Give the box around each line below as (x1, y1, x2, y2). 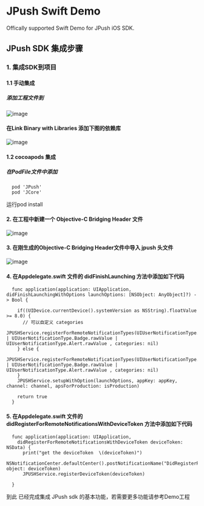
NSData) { (6, 445, 32, 451)
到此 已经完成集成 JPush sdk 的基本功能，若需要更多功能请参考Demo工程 (6, 493, 190, 501)
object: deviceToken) (6, 466, 61, 472)
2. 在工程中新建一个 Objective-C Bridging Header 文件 (6, 215, 143, 223)
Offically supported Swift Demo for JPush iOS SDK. (6, 24, 135, 32)
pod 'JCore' (12, 189, 42, 195)
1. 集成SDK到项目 (6, 63, 56, 72)
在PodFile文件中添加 (6, 168, 58, 175)
